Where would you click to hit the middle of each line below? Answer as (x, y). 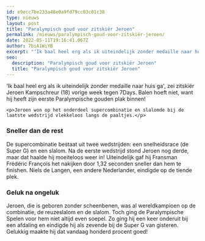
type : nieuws (23, 18)
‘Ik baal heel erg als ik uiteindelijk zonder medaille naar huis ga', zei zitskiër (100, 86)
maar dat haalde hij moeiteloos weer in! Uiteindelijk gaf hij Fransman (92, 157)
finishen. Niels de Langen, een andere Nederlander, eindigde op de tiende (99, 170)
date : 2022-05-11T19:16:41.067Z (47, 40)
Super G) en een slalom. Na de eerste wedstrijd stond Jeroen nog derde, (98, 151)
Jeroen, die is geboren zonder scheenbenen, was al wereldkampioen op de (101, 206)
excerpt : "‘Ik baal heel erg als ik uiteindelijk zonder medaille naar (99, 52)
